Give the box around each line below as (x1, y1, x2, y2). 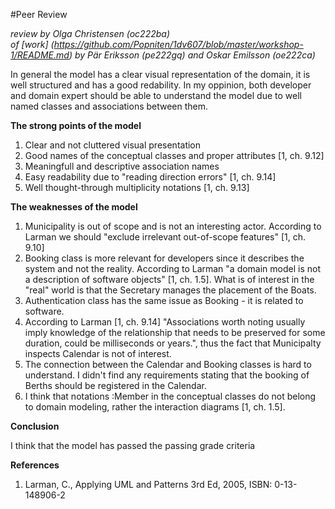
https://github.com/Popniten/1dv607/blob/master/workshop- (53, 39, 304, 50)
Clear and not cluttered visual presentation (24, 139, 202, 151)
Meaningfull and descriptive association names (24, 160, 220, 172)
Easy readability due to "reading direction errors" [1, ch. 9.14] (24, 171, 277, 183)
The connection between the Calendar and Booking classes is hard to (24, 359, 312, 370)
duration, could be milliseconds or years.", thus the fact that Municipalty (24, 337, 322, 349)
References (10, 459, 60, 471)
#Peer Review (10, 9, 68, 20)
